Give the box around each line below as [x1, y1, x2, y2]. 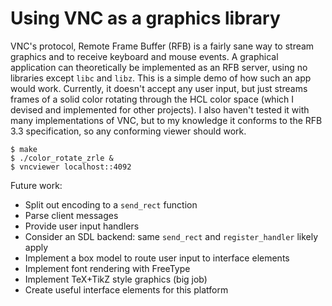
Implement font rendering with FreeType [24, 262, 191, 274]
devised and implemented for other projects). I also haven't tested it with [10, 103, 310, 116]
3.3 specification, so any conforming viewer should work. [10, 125, 247, 137]
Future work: [10, 179, 63, 191]
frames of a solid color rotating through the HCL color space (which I [10, 93, 295, 105]
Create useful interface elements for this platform [24, 283, 229, 296]
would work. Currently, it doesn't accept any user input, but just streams [10, 82, 308, 94]
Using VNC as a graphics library [10, 7, 281, 30]
